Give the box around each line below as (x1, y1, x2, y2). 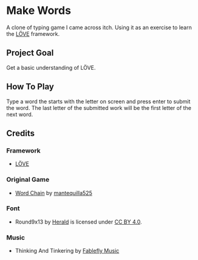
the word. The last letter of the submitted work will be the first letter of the (6, 104, 191, 111)
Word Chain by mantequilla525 (15, 189, 92, 196)
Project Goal (6, 48, 54, 58)
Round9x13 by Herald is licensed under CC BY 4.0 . (15, 218, 142, 225)
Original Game (6, 176, 50, 184)
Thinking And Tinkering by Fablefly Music (15, 247, 120, 255)
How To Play (6, 81, 55, 92)
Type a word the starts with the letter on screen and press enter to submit (6, 98, 191, 105)
